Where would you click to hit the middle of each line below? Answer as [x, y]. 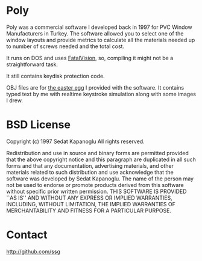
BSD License [39, 125]
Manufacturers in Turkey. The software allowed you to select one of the [95, 33]
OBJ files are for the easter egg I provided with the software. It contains [95, 87]
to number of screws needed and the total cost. [65, 46]
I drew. [14, 100]
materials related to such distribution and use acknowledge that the [90, 172]
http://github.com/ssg [33, 251]
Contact [27, 235]
